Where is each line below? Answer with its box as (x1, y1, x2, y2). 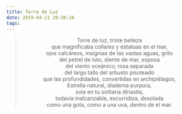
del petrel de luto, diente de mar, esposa (59, 56, 160, 64)
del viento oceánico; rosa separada (66, 62, 153, 70)
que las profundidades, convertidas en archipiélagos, (42, 75, 176, 82)
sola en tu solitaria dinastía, (75, 89, 144, 96)
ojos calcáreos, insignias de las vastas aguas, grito (45, 50, 173, 57)
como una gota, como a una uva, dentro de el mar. (46, 101, 173, 109)
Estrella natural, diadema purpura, (67, 82, 152, 89)
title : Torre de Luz (6, 8, 59, 15)
